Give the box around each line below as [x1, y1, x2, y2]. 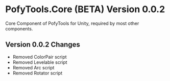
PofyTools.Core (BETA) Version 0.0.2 [5, 4, 165, 15]
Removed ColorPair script [12, 54, 67, 60]
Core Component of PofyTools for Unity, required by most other [5, 20, 139, 26]
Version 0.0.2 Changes [5, 40, 80, 49]
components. [5, 25, 33, 31]
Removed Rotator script [12, 70, 63, 76]
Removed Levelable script [12, 59, 67, 65]
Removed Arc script [12, 64, 55, 70]
